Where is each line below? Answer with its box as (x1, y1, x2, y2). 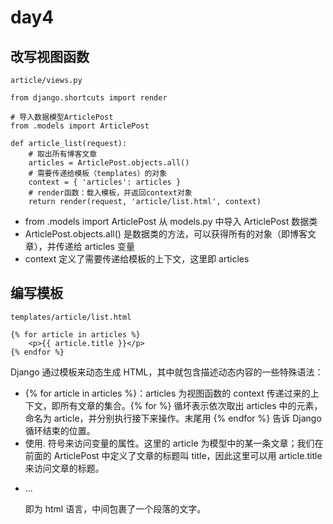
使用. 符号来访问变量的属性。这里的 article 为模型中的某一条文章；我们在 (24, 437, 324, 449)
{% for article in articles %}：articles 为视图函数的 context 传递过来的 (24, 387, 311, 399)
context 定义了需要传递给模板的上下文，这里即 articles (24, 253, 250, 265)
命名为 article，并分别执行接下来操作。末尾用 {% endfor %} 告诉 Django (24, 412, 322, 424)
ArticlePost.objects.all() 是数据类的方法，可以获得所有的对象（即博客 (24, 228, 308, 240)
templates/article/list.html (10, 312, 132, 322)
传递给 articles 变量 (55, 241, 135, 252)
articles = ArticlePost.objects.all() (28, 158, 190, 168)
